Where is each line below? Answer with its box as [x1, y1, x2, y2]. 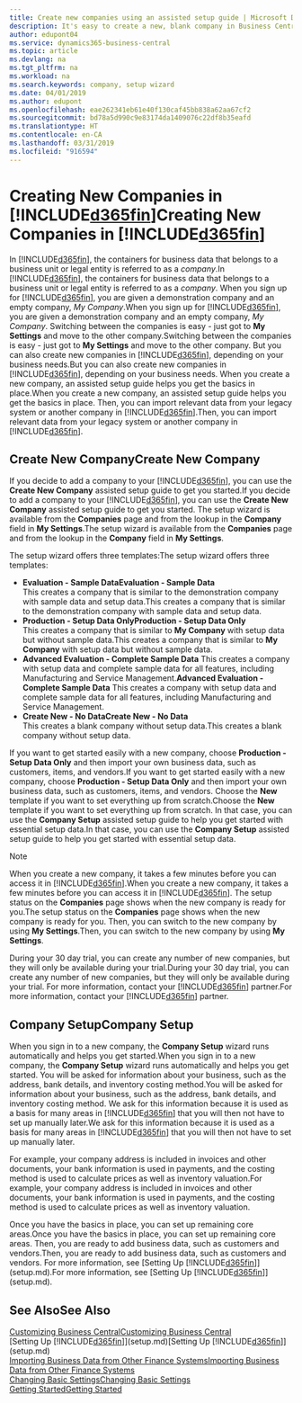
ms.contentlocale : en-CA [9, 130, 102, 139]
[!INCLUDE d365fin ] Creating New [9, 204, 262, 225]
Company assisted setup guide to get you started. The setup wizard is [9, 505, 271, 515]
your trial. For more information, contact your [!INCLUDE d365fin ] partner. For [9, 981, 292, 992]
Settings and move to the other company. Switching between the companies [9, 330, 292, 341]
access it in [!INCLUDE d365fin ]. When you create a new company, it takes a [9, 878, 289, 889]
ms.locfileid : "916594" [9, 147, 99, 156]
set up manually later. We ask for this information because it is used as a [9, 1117, 275, 1129]
